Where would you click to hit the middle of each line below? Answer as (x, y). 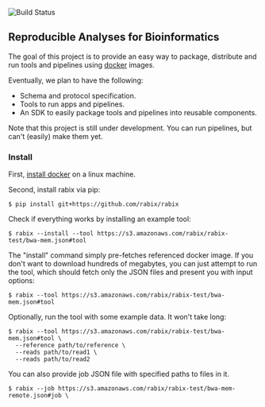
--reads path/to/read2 (53, 359)
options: (22, 281)
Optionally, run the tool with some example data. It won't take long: (117, 317)
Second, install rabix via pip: (54, 190)
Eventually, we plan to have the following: (76, 80)
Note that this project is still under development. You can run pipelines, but (130, 128)
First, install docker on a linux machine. (72, 174)
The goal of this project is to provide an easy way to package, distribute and (132, 56)
